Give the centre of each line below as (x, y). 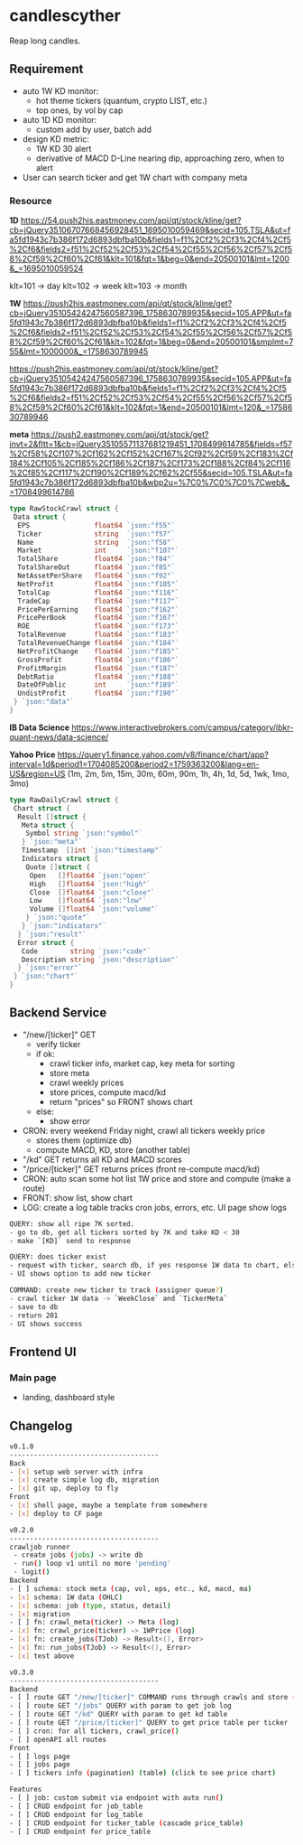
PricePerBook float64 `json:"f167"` (98, 618)
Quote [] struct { (58, 867)
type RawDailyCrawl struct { (64, 800)
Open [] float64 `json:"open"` (90, 876)
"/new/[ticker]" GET (59, 1035)
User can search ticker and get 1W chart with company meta (135, 177)
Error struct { (46, 942)
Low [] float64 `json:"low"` (88, 901)
